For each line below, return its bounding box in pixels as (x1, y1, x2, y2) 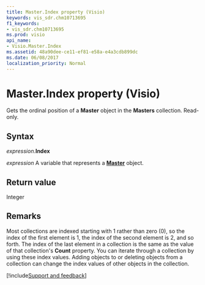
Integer (6, 194, 24, 201)
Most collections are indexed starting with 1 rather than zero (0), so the (6, 227, 185, 235)
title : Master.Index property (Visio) (6, 9, 105, 15)
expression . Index (6, 148, 50, 155)
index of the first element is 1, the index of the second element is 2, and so (6, 234, 194, 241)
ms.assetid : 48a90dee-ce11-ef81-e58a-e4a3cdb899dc (6, 49, 138, 55)
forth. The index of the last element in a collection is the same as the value (6, 240, 194, 248)
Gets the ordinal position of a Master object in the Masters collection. (6, 107, 182, 114)
